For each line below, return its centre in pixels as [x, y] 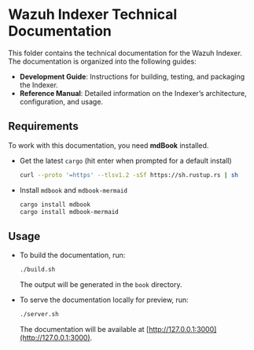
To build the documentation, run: [72, 255]
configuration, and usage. [61, 101]
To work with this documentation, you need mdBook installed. [109, 145]
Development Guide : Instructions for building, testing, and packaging [132, 76]
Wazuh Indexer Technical [93, 15]
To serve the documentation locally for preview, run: [104, 300]
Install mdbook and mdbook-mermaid [74, 190]
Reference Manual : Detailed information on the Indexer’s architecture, [133, 93]
